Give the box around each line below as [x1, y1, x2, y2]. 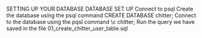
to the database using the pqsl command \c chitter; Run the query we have [6, 18, 195, 25]
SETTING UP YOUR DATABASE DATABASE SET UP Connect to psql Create [6, 6, 194, 12]
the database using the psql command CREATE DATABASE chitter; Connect [6, 12, 196, 19]
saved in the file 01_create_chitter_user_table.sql [6, 25, 129, 32]
